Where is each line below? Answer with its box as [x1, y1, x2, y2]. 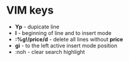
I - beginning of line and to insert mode [14, 29, 112, 36]
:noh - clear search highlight [14, 48, 85, 55]
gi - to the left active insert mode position [14, 42, 118, 49]
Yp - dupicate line [14, 23, 60, 30]
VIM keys [6, 4, 54, 17]
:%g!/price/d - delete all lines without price [14, 36, 124, 43]
